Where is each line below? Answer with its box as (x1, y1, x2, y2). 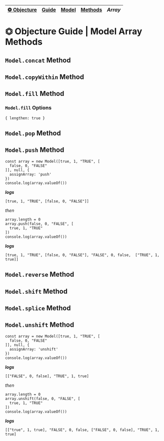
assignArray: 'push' (9, 172, 52, 177)
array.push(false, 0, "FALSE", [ (5, 221, 74, 226)
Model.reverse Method (5, 270, 74, 279)
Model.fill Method (5, 89, 65, 98)
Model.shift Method (5, 287, 68, 296)
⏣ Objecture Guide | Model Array (5, 26, 142, 37)
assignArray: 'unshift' (9, 347, 58, 352)
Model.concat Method (5, 56, 71, 64)
